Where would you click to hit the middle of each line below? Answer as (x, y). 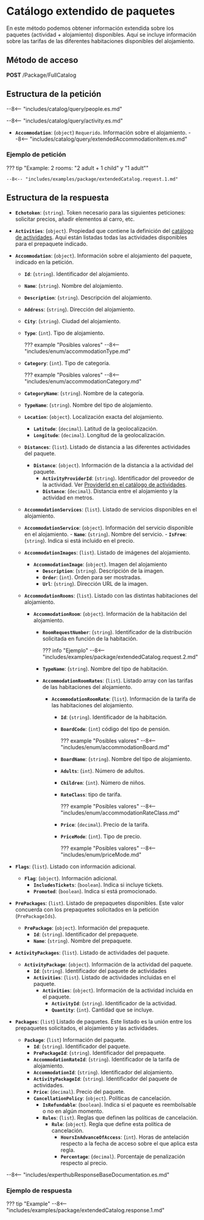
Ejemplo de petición (36, 155)
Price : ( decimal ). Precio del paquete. (79, 1091)
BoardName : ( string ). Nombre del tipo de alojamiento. (126, 759)
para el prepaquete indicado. (51, 244)
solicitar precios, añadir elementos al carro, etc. (75, 219)
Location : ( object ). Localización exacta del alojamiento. (94, 416)
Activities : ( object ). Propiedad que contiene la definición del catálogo (104, 230)
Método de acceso (42, 60)
